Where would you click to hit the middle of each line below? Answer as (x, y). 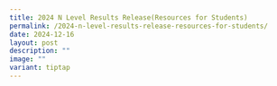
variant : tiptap (40, 68)
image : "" (28, 59)
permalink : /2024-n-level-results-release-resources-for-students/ (139, 26)
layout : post (34, 43)
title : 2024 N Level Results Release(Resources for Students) (129, 17)
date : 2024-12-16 (42, 34)
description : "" (40, 51)
